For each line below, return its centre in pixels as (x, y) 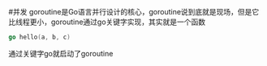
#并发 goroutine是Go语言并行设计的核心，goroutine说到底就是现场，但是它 (134, 12)
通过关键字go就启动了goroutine (61, 53)
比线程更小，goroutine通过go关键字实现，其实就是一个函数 (107, 22)
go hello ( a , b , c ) (39, 37)
